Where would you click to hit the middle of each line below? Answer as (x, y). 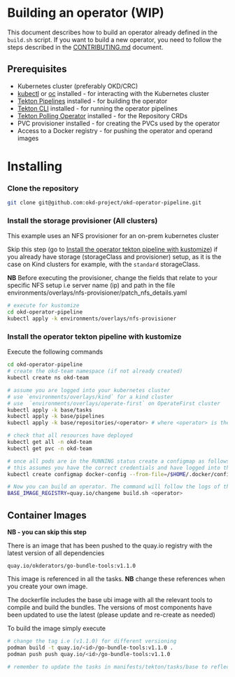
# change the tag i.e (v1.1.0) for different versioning (92, 641)
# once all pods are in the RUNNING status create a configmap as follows (119, 461)
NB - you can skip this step (47, 532)
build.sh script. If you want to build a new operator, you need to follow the (115, 39)
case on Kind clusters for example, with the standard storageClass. (104, 265)
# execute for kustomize (43, 306)
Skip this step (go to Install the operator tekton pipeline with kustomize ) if (113, 249)
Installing (35, 166)
